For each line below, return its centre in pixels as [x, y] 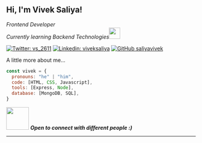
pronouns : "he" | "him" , [43, 77]
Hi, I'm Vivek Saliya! [44, 10]
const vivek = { [26, 71]
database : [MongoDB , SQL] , [45, 93]
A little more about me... [36, 60]
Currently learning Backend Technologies [58, 37]
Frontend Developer [31, 24]
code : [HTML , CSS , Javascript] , [52, 82]
